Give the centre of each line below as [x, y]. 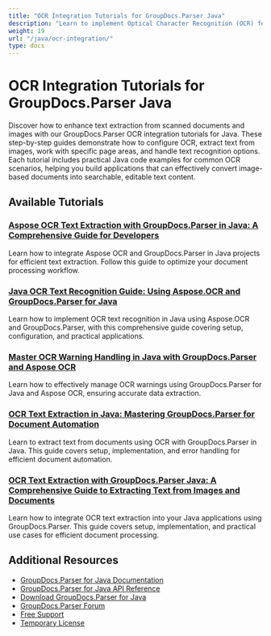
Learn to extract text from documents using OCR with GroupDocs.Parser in [133, 442]
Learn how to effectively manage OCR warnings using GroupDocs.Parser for [135, 385]
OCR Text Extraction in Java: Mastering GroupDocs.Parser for [132, 415]
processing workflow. [44, 270]
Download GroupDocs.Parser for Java [83, 597]
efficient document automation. [60, 459]
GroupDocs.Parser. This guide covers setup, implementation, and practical [132, 526]
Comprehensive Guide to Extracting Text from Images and [124, 490]
